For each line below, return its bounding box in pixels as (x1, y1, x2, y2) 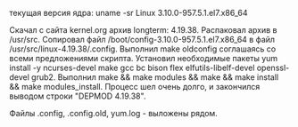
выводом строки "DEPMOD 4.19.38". (9, 91, 146, 101)
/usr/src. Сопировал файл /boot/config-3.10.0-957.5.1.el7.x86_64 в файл (9, 35, 275, 44)
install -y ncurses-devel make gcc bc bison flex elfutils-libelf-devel (9, 62, 255, 73)
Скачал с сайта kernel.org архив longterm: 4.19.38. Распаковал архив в (9, 25, 277, 35)
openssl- (256, 62, 290, 73)
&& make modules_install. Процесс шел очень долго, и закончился (9, 82, 261, 91)
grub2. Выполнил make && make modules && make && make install (30, 72, 279, 83)
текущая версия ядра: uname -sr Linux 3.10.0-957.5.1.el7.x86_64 (9, 8, 248, 18)
